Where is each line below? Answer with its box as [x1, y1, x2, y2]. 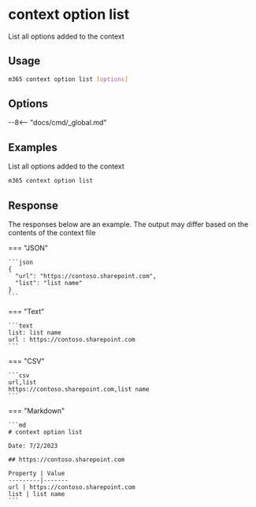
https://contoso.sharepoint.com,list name [8, 385, 150, 393]
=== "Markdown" [8, 405, 65, 415]
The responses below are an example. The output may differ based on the [8, 219, 249, 229]
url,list [8, 378, 37, 387]
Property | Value [8, 469, 65, 477]
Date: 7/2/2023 [8, 442, 58, 450]
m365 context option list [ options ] [8, 75, 128, 83]
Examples [8, 140, 58, 154]
